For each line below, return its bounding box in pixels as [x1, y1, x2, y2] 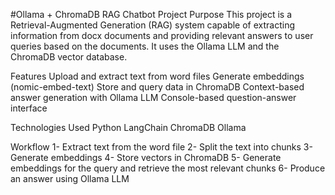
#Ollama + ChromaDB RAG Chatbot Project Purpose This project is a [10, 9, 293, 20]
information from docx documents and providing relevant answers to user [10, 30, 314, 41]
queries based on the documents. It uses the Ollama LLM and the [10, 40, 280, 52]
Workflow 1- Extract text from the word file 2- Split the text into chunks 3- [10, 141, 313, 153]
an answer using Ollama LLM [10, 173, 130, 184]
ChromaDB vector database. [10, 51, 128, 63]
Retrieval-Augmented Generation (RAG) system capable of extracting [10, 19, 296, 31]
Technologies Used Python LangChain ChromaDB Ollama [10, 122, 247, 133]
